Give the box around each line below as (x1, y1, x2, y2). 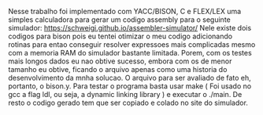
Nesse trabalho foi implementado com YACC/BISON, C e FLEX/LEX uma (8, 7, 242, 16)
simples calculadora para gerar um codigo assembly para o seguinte (8, 15, 231, 24)
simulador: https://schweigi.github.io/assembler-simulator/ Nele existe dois (8, 23, 252, 32)
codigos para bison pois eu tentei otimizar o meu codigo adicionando (8, 31, 233, 41)
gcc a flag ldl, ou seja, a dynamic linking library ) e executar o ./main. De (8, 90, 243, 99)
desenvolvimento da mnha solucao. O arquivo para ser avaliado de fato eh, (8, 74, 252, 82)
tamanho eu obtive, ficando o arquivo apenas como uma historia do (8, 65, 228, 74)
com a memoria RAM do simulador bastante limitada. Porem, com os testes (8, 49, 252, 57)
